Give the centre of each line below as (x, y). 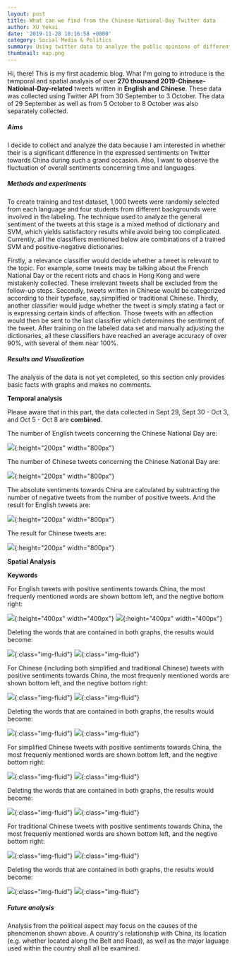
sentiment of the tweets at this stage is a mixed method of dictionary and (114, 224)
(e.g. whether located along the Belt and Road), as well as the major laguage (118, 941)
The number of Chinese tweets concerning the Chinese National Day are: (114, 461)
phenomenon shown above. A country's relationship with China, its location (117, 933)
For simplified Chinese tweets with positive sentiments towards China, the (115, 747)
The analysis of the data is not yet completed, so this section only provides (116, 377)
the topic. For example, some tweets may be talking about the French (108, 268)
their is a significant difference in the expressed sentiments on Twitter (109, 152)
